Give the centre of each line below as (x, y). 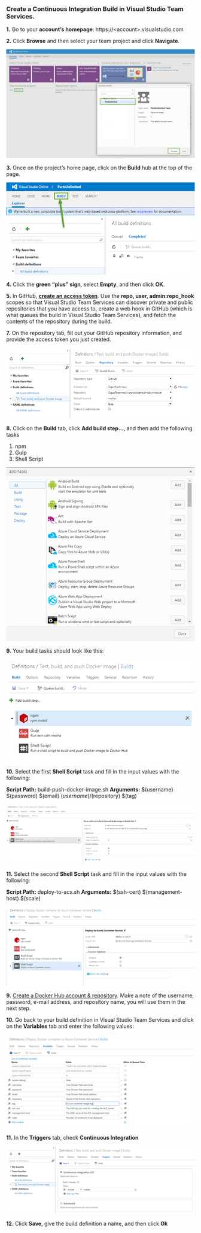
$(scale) (30, 899)
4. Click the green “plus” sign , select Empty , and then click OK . (86, 284)
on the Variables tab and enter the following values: (70, 1026)
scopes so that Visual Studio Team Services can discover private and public (100, 302)
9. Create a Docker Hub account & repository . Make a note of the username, (100, 995)
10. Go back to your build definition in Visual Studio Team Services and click (100, 1020)
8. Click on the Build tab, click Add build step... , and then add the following (99, 428)
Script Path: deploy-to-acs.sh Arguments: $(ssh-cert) (74, 892)
